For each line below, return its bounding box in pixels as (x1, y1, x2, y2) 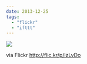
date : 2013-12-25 (6, 8, 49, 15)
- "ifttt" (11, 24, 35, 31)
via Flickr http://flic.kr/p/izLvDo (6, 52, 81, 59)
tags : (6, 14, 19, 20)
